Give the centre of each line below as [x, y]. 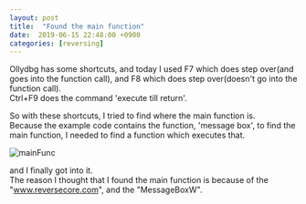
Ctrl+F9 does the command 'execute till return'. [98, 98]
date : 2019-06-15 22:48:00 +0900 [75, 35]
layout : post [34, 18]
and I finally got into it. [51, 170]
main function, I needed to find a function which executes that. [127, 135]
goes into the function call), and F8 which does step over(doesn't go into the [153, 79]
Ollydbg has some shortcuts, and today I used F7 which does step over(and [152, 69]
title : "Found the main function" [77, 26]
